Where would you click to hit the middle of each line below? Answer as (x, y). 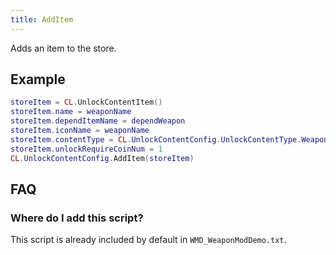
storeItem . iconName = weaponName (80, 131)
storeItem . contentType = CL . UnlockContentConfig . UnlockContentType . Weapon (169, 139)
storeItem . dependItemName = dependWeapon (98, 121)
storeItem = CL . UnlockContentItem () (86, 102)
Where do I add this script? (77, 218)
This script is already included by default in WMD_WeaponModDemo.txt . (148, 240)
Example (38, 79)
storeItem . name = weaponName (71, 112)
